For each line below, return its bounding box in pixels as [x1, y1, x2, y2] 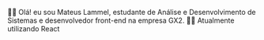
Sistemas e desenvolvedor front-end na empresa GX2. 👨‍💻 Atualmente [7, 16, 235, 25]
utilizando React [7, 24, 60, 33]
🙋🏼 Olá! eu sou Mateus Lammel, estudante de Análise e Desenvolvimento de [7, 8, 256, 16]
